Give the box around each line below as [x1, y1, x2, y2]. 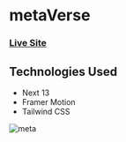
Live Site [9, 37, 47, 49]
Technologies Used [9, 64, 117, 79]
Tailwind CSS [21, 106, 70, 116]
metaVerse [9, 5, 91, 26]
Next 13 [21, 87, 50, 98]
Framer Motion [21, 96, 77, 107]
